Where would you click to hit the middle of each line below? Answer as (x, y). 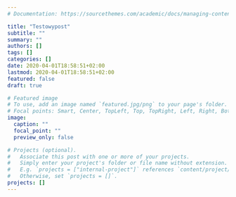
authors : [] (25, 46)
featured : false (31, 79)
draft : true (25, 85)
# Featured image (33, 98)
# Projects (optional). (42, 150)
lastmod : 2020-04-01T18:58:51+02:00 (61, 72)
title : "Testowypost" (39, 26)
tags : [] (20, 53)
